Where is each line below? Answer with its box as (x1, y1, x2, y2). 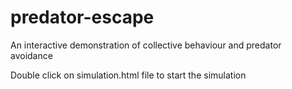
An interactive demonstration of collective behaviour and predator (10, 39, 282, 51)
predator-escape (10, 6, 155, 29)
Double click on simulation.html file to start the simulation (10, 69, 247, 81)
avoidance (10, 49, 53, 61)
